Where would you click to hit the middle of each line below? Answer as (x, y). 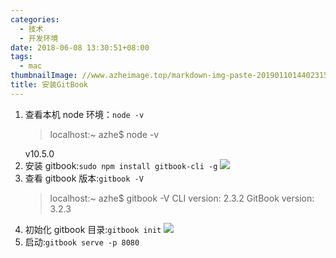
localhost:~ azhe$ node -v (104, 134)
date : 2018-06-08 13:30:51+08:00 (80, 47)
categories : (35, 19)
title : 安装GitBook (49, 85)
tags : (21, 57)
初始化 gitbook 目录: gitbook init (93, 229)
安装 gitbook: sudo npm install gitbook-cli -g (121, 165)
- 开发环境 (39, 38)
